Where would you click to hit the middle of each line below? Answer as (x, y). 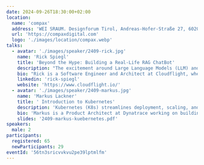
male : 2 (22, 130)
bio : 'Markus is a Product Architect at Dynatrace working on (97, 113)
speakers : (19, 125)
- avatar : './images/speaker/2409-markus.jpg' (72, 91)
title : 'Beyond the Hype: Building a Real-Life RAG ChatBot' (96, 62)
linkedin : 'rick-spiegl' (49, 79)
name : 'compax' (31, 23)
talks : (15, 46)
